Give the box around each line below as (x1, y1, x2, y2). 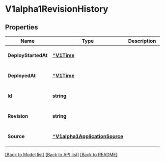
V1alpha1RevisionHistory (5, 3, 109, 15)
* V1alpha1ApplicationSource (52, 133, 124, 139)
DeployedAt (7, 72, 36, 79)
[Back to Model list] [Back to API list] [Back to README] (5, 152, 118, 158)
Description (128, 38, 156, 44)
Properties (5, 23, 38, 31)
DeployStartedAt (7, 52, 48, 58)
